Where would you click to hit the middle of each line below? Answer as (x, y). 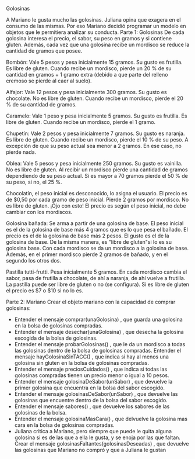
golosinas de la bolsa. (40, 413)
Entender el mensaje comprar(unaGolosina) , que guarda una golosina (99, 319)
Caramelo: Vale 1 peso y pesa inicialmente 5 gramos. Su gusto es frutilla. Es (97, 116)
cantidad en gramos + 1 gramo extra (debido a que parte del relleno (87, 75)
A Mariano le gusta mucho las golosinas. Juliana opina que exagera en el (93, 20)
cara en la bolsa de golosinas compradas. (64, 425)
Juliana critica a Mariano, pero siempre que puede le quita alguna (93, 431)
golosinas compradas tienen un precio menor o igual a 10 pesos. (92, 375)
